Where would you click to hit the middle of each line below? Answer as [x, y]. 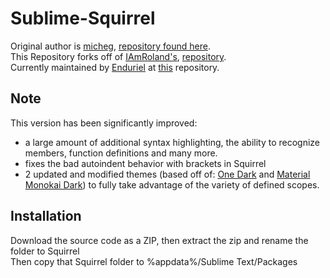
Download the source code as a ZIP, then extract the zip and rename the [159, 240]
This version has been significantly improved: [104, 123]
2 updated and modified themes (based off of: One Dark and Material [167, 174]
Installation [46, 216]
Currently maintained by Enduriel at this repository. [115, 67]
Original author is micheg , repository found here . [110, 46]
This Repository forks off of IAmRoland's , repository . [118, 56]
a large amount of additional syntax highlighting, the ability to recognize [172, 142]
